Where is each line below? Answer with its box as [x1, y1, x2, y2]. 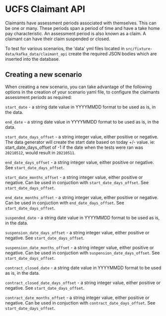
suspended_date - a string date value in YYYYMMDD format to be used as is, [5, 214, 160, 220]
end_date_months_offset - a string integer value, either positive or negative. [5, 194, 159, 200]
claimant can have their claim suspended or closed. [5, 36, 111, 42]
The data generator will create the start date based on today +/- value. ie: [5, 139, 155, 145]
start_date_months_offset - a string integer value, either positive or [5, 174, 143, 180]
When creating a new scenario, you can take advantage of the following [5, 84, 152, 90]
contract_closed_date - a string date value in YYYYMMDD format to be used [5, 265, 162, 271]
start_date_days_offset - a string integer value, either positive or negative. [5, 133, 159, 140]
